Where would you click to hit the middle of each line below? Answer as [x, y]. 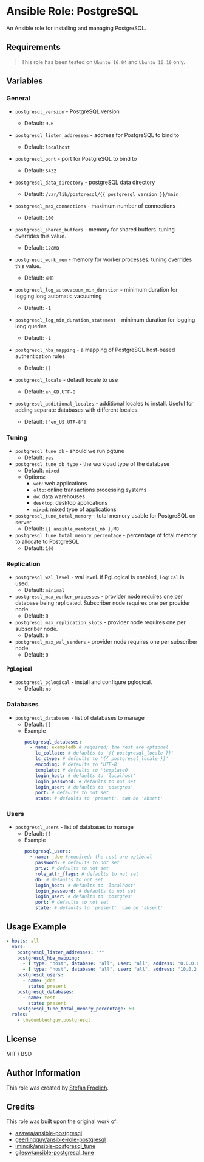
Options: [35, 477]
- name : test [39, 998]
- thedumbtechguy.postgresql [54, 1020]
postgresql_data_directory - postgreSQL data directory [85, 182]
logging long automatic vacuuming [58, 296]
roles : [20, 1015]
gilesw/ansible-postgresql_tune [54, 1153]
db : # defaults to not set [70, 879]
